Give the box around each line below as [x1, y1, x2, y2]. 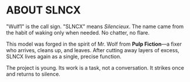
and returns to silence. [6, 70, 60, 77]
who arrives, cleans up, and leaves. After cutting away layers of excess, [6, 46, 180, 53]
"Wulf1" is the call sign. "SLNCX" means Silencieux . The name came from [6, 23, 184, 30]
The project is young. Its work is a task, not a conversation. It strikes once [6, 64, 185, 71]
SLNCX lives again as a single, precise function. [6, 53, 122, 60]
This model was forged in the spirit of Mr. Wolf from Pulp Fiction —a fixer [6, 40, 182, 47]
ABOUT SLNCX [6, 4, 81, 17]
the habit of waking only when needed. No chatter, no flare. [6, 29, 150, 36]
